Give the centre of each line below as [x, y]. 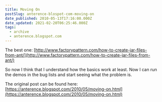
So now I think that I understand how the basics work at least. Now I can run [81, 69]
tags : [10, 27]
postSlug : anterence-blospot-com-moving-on [50, 14]
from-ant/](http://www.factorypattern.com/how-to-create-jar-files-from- [78, 55]
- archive [19, 32]
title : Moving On [23, 9]
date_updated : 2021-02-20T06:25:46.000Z [47, 23]
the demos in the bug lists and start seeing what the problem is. [69, 75]
